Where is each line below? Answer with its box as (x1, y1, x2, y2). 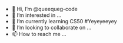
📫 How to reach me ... (11, 31, 67, 37)
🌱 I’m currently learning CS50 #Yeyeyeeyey (11, 18, 117, 24)
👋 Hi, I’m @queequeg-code (11, 6, 78, 12)
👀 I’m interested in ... (11, 12, 62, 19)
